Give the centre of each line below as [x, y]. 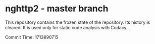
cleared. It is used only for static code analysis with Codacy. [66, 27]
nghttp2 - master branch [57, 9]
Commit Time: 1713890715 [32, 37]
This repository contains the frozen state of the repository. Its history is [77, 22]
